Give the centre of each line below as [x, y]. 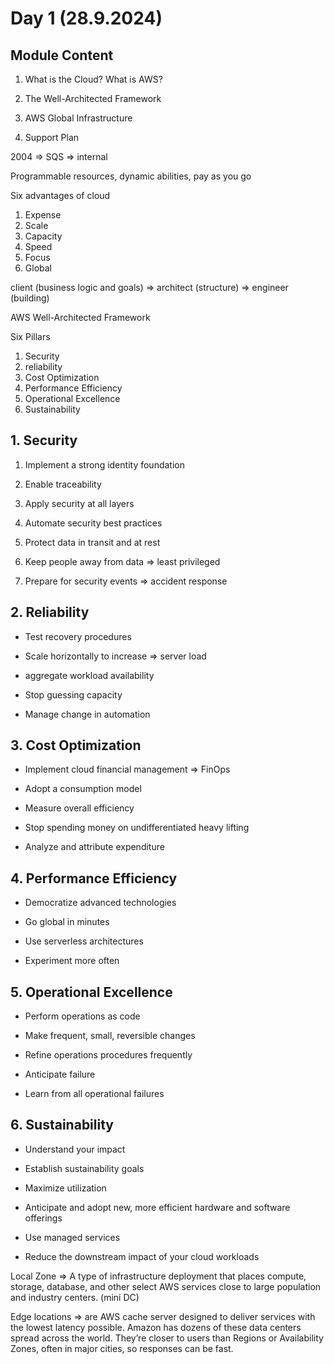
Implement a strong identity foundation [104, 464]
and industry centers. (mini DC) [75, 1297]
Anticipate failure [60, 1074]
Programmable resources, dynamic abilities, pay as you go [131, 176]
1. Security [44, 440]
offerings [43, 1218]
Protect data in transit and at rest [92, 542]
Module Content [62, 55]
